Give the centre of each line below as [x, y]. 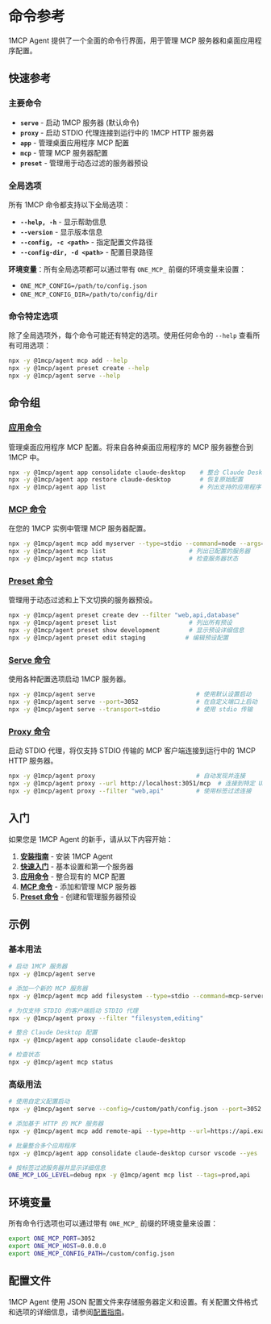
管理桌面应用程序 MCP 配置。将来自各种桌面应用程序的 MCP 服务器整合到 [131, 447]
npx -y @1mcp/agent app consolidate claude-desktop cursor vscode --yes [133, 1153]
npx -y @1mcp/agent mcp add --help [68, 361]
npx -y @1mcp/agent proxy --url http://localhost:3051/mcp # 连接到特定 [132, 783]
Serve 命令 [29, 660]
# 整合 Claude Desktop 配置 [53, 1033]
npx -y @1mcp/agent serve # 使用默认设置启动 [130, 694]
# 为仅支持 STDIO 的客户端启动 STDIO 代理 [73, 1010]
